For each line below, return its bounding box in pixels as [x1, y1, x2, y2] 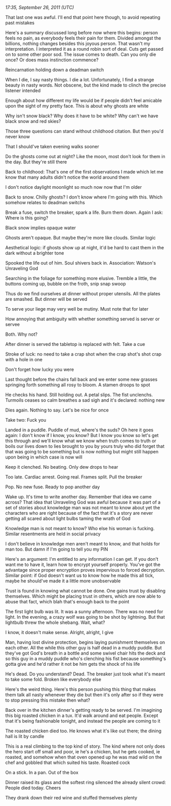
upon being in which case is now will [5, 454, 83, 460]
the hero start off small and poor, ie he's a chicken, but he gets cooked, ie [5, 749, 160, 754]
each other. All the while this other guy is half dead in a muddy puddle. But [5, 645, 162, 650]
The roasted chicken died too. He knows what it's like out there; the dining [5, 728, 162, 734]
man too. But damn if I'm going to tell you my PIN [5, 546, 108, 552]
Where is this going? [5, 215, 48, 221]
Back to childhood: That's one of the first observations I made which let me [5, 169, 163, 175]
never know [5, 134, 30, 140]
